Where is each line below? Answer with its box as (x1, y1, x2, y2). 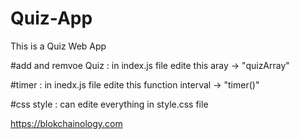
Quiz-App (10, 7, 93, 30)
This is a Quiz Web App (10, 40, 107, 52)
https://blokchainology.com (10, 117, 123, 129)
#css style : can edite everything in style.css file (10, 98, 209, 110)
